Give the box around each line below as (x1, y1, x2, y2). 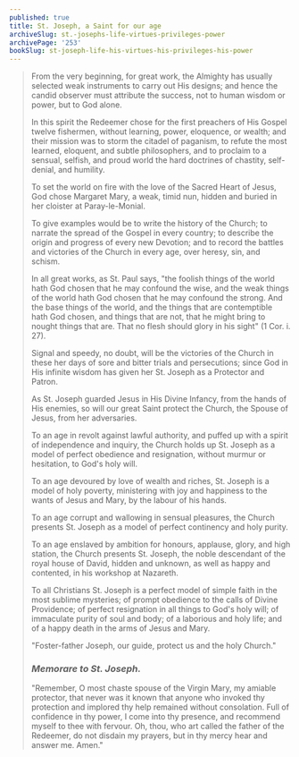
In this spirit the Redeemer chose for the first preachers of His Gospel (30, 117, 287, 128)
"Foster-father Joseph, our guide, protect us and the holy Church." (30, 641, 277, 651)
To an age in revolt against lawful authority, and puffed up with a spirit (30, 430, 288, 441)
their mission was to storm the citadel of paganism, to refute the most (30, 136, 287, 147)
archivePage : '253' (9, 38, 82, 47)
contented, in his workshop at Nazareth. (30, 567, 179, 578)
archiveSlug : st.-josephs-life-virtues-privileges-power (9, 30, 226, 38)
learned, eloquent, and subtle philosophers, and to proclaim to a (30, 145, 267, 157)
